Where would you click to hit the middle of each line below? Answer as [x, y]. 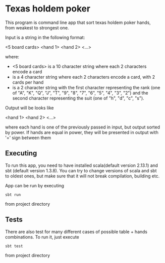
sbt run [13, 195]
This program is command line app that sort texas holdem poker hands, [78, 22]
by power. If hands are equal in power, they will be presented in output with [82, 132]
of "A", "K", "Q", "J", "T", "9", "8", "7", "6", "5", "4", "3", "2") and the [80, 93]
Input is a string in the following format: [45, 37]
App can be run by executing [35, 185]
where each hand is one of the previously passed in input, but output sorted [82, 127]
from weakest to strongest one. [37, 27]
